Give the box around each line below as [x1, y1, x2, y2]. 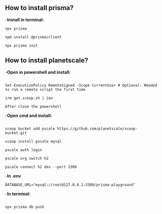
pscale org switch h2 [5, 156, 49, 161]
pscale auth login [5, 148, 42, 152]
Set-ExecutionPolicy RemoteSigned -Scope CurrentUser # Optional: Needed [5, 82, 158, 88]
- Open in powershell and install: [5, 69, 71, 75]
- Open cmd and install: [5, 113, 52, 118]
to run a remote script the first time [5, 87, 86, 92]
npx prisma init [5, 43, 38, 48]
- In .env [5, 173, 21, 179]
